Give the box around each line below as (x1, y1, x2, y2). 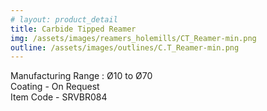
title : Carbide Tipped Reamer (10, 24, 137, 34)
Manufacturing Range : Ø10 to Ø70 (10, 70, 153, 82)
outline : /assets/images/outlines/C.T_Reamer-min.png (10, 42, 240, 53)
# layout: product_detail (10, 14, 118, 25)
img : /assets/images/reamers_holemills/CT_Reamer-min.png (10, 33, 257, 43)
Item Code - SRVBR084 (10, 91, 108, 103)
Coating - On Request (10, 81, 100, 93)
